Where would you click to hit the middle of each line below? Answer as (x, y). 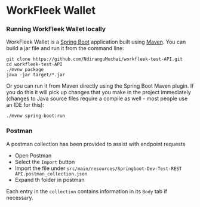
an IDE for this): (25, 105)
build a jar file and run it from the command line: (65, 48)
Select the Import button (45, 162)
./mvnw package (25, 70)
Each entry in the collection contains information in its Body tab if (87, 191)
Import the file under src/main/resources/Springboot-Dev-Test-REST (98, 168)
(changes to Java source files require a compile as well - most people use (97, 98)
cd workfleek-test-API (34, 64)
